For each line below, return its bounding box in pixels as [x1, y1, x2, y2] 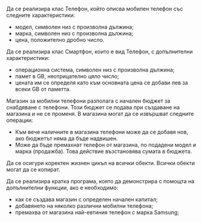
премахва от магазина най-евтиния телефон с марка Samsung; [15, 209, 180, 216]
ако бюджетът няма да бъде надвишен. [15, 135, 118, 142]
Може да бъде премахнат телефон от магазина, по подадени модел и [15, 141, 197, 148]
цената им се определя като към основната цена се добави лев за [15, 79, 189, 86]
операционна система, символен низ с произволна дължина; [15, 66, 175, 73]
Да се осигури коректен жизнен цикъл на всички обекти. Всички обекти [6, 160, 195, 166]
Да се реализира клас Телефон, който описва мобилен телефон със [6, 5, 183, 12]
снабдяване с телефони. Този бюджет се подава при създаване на [6, 104, 180, 111]
